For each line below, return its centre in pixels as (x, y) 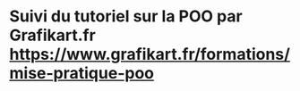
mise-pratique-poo (82, 74)
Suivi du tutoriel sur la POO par (126, 17)
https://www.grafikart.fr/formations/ (150, 54)
